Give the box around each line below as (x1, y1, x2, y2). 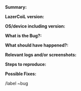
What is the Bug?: (5, 33, 42, 38)
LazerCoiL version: (5, 14, 44, 19)
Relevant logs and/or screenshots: (5, 52, 77, 58)
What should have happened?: (5, 42, 69, 48)
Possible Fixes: (5, 71, 37, 77)
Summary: (5, 4, 27, 10)
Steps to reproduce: (5, 61, 46, 67)
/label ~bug (5, 81, 28, 86)
